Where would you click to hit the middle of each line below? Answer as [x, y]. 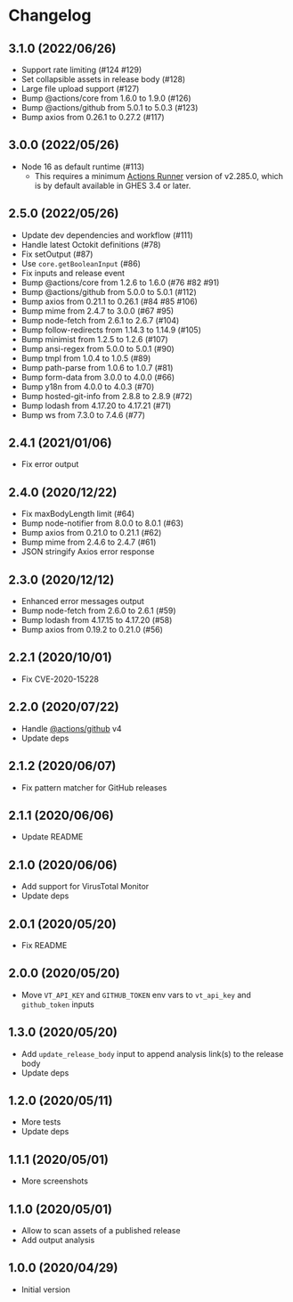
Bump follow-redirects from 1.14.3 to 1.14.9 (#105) [111, 330]
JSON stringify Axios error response [88, 552]
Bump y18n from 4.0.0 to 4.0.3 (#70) [88, 386]
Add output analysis [58, 1240]
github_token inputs [57, 1004]
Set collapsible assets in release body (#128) [103, 79]
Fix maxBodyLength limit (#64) [78, 514]
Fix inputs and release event [73, 273]
